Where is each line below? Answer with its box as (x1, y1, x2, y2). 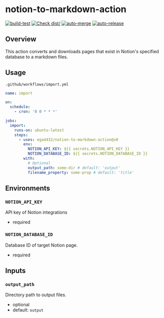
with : (23, 156, 35, 161)
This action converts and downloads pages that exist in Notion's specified (5, 48, 159, 54)
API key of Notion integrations (5, 209, 68, 215)
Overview (5, 35, 37, 43)
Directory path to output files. (5, 292, 67, 298)
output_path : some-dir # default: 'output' (27, 165, 121, 170)
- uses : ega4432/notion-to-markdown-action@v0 (18, 137, 119, 142)
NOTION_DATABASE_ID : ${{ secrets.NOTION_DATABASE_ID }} (27, 151, 148, 156)
